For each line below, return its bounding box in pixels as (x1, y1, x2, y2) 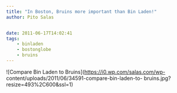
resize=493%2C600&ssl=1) (6, 81, 74, 88)
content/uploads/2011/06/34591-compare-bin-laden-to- (6, 75, 143, 82)
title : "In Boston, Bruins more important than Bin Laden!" (6, 8, 158, 15)
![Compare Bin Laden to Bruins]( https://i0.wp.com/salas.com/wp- (6, 68, 166, 75)
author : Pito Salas (6, 14, 54, 20)
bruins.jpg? (143, 75, 171, 82)
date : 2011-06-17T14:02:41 (6, 30, 73, 36)
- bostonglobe (17, 47, 51, 53)
